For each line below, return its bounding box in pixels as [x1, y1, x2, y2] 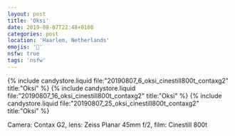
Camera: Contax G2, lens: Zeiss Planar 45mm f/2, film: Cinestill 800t [7, 120, 208, 129]
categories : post [7, 30, 59, 38]
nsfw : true [7, 51, 40, 58]
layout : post [7, 10, 46, 18]
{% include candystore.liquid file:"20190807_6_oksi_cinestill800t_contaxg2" [7, 76, 229, 85]
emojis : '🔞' [7, 43, 43, 51]
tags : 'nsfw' [7, 57, 46, 64]
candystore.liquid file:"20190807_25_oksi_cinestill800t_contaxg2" [7, 99, 199, 108]
